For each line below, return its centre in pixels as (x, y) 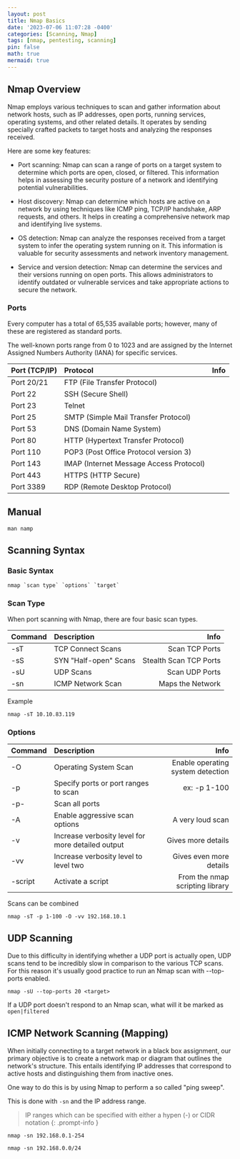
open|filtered (29, 1011)
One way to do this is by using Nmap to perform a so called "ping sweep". (116, 1087)
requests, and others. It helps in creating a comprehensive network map (124, 216)
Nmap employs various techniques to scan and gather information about (114, 106)
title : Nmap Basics (36, 21)
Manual (24, 512)
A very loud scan (201, 820)
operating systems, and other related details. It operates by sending (107, 121)
